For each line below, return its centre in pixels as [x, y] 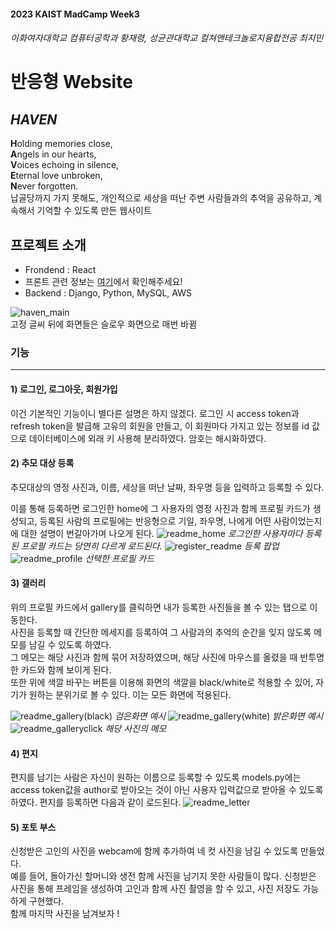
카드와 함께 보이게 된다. [66, 669]
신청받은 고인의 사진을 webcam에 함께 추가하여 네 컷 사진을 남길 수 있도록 [154, 851]
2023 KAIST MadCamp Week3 [75, 14]
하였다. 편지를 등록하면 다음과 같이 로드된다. [96, 802]
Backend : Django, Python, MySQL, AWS [108, 293]
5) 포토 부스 [33, 827]
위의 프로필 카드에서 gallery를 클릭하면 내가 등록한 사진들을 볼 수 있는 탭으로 [159, 607]
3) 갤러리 [28, 583]
